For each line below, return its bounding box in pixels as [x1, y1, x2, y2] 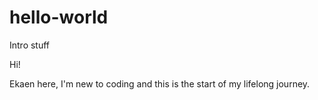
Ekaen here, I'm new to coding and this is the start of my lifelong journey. [9, 77, 311, 90]
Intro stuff [9, 39, 51, 51]
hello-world [9, 6, 109, 29]
